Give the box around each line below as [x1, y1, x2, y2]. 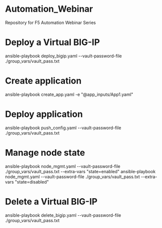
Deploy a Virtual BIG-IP [5, 37, 100, 48]
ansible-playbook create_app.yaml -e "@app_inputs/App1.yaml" [5, 91, 133, 97]
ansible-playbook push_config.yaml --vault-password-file [5, 125, 121, 131]
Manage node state [5, 147, 85, 158]
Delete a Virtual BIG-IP [5, 196, 98, 207]
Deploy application [5, 109, 83, 119]
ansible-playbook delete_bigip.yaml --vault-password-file [5, 212, 121, 218]
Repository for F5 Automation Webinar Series [5, 20, 96, 25]
